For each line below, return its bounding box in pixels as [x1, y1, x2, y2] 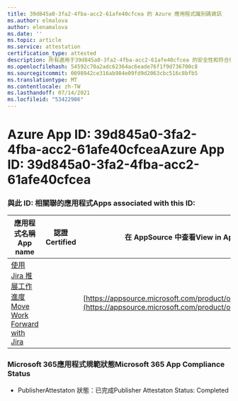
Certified [45, 237, 76, 247]
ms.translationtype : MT [7, 76, 78, 84]
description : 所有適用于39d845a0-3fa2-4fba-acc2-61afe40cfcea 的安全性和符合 [7, 57, 229, 64]
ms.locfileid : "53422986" [7, 96, 84, 103]
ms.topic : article [7, 37, 62, 44]
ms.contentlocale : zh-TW [7, 83, 81, 90]
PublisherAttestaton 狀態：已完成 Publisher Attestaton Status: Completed [17, 385, 229, 394]
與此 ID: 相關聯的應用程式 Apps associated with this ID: [7, 198, 196, 208]
